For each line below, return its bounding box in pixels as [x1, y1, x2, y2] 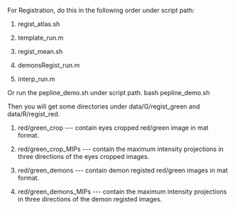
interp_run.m [17, 74, 55, 83]
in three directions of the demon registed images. [17, 195, 163, 203]
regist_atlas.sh [17, 20, 60, 28]
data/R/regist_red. [7, 110, 60, 118]
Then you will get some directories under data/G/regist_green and [7, 102, 200, 111]
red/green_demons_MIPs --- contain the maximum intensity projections [17, 187, 227, 196]
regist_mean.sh [17, 48, 63, 55]
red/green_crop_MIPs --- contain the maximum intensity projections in [17, 145, 224, 153]
